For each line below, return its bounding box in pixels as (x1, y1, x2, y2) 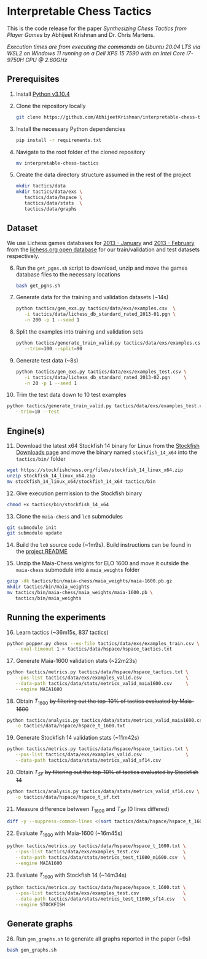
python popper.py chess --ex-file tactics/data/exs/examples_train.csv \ (7, 640, 200, 646)
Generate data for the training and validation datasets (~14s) (15, 294, 169, 301)
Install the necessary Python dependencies (15, 125, 126, 133)
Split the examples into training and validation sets (15, 328, 144, 335)
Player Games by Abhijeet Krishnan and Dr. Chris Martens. (7, 31, 155, 38)
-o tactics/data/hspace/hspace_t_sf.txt (15, 794, 120, 800)
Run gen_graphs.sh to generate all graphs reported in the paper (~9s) (15, 935, 191, 942)
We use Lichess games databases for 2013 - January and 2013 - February (7, 239, 195, 246)
